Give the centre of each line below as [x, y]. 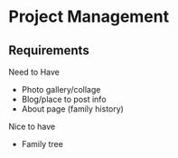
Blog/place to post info [64, 99]
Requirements [49, 50]
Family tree [42, 144]
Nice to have [32, 126]
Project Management [89, 17]
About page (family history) [72, 109]
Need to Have [34, 72]
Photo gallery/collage [61, 89]
